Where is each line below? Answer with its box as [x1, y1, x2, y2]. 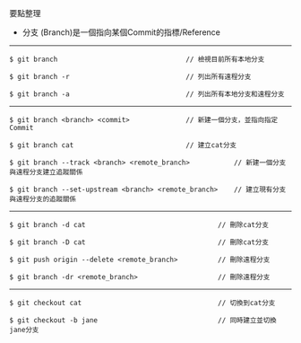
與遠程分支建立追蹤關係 [9, 168, 83, 177]
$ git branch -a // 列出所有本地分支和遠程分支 [9, 90, 285, 99]
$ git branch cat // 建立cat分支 [9, 141, 237, 150]
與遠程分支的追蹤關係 [9, 195, 76, 204]
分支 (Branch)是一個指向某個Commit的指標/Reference [21, 27, 221, 38]
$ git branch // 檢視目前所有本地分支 [9, 55, 265, 64]
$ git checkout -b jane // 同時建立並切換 [9, 316, 277, 325]
